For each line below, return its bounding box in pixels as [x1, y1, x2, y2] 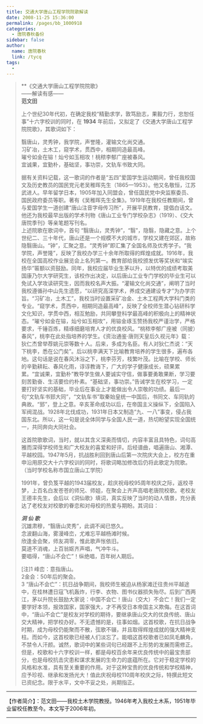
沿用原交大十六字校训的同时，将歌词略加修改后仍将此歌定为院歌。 [26, 459, 191, 466]
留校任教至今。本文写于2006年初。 [11, 705, 99, 713]
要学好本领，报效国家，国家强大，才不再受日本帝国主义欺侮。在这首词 [21, 603, 196, 611]
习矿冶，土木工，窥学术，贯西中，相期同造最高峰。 [21, 146, 149, 153]
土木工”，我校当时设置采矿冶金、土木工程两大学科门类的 [55, 295, 196, 302]
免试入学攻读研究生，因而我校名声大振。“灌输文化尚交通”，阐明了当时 [21, 279, 196, 287]
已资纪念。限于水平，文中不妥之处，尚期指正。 [21, 679, 138, 686]
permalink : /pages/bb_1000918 [6, 20, 83, 26]
